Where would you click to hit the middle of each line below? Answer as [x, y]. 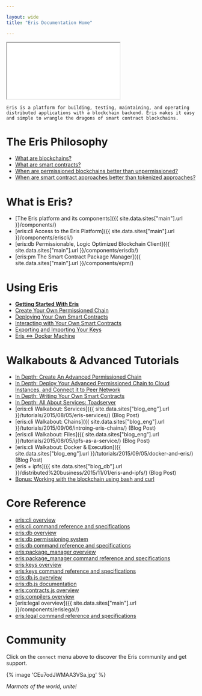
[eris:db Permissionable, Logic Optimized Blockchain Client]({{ [92, 244]
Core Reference [46, 503]
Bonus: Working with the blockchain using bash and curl [84, 479]
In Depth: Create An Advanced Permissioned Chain [78, 377]
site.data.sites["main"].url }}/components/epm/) [74, 263]
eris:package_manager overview [55, 552]
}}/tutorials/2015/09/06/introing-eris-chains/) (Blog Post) [85, 428]
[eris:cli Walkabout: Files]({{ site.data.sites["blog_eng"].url [87, 435]
